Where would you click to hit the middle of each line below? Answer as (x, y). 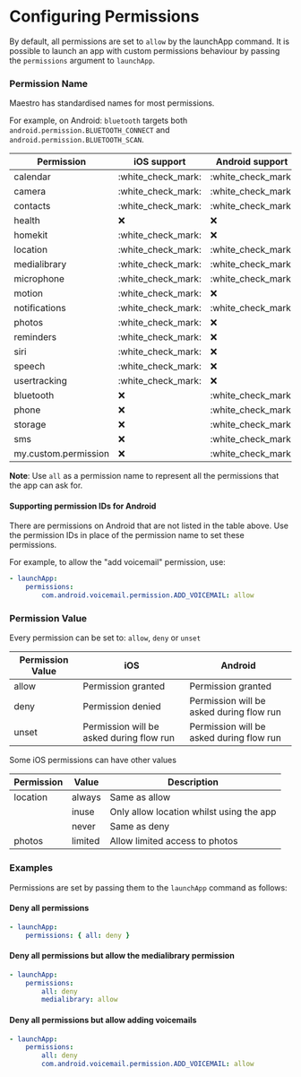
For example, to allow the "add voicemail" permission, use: (117, 562)
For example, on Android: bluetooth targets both (99, 121)
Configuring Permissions (104, 17)
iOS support (159, 161)
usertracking (40, 381)
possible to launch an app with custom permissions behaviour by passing (145, 50)
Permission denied (122, 707)
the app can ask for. (46, 485)
